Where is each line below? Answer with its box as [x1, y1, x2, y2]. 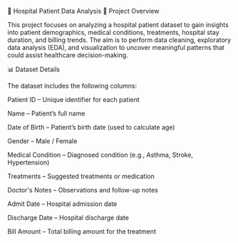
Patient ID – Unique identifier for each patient [7, 95, 140, 103]
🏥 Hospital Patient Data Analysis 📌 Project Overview [7, 7, 160, 15]
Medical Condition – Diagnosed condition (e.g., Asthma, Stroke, [7, 150, 194, 159]
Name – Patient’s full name [7, 109, 86, 118]
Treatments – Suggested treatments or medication [7, 172, 155, 180]
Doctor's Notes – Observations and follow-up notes [7, 186, 158, 194]
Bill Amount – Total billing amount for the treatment [7, 227, 157, 235]
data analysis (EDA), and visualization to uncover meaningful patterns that [7, 43, 224, 51]
